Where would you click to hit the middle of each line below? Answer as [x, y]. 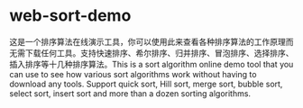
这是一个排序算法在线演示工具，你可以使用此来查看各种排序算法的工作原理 [147, 41]
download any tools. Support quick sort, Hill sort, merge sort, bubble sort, [146, 84]
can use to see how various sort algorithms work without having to [133, 74]
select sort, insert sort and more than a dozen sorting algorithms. [130, 93]
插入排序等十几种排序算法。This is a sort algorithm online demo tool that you [151, 64]
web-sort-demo [70, 16]
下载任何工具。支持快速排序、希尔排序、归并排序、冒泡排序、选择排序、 [159, 53]
